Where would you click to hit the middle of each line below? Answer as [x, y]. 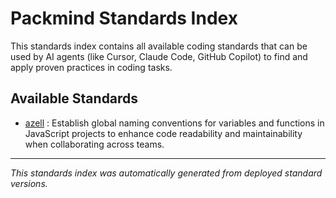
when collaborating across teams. [94, 144]
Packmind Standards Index [124, 18]
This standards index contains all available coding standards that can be [159, 46]
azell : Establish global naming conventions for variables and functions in [174, 123]
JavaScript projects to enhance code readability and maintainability [163, 133]
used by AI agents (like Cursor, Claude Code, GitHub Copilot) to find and [159, 56]
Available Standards [74, 98]
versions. [29, 183]
